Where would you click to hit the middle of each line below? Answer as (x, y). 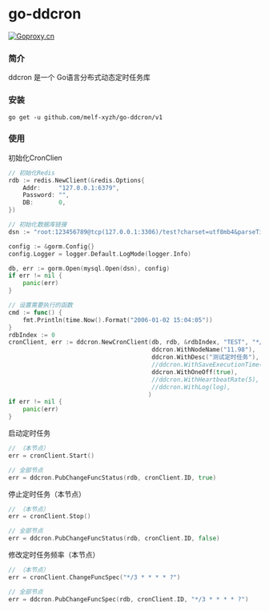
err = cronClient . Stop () (50, 517)
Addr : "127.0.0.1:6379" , (71, 188)
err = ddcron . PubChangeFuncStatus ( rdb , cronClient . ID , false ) (114, 539)
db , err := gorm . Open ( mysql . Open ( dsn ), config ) (89, 268)
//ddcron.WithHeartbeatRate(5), (206, 380)
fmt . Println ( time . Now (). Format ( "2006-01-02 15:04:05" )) (118, 320)
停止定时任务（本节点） (47, 494)
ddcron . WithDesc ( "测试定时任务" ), (205, 357)
